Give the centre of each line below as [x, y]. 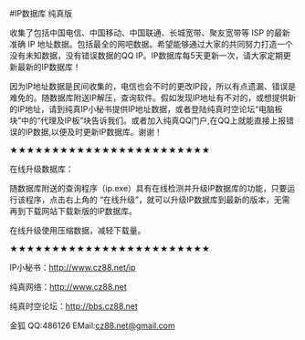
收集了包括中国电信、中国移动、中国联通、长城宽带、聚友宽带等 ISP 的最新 [150, 33]
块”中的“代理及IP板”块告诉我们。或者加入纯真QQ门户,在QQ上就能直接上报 [148, 120]
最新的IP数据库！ [49, 67]
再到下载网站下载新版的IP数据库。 [73, 211]
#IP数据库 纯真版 [41, 13]
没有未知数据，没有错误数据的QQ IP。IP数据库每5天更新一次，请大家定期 [147, 56]
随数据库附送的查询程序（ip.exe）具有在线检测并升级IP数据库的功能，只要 [148, 188]
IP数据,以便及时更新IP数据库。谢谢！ [94, 132]
